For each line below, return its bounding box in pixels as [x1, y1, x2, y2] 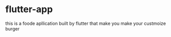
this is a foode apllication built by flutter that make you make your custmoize [5, 20, 166, 26]
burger [5, 25, 19, 31]
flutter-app [5, 4, 53, 15]
